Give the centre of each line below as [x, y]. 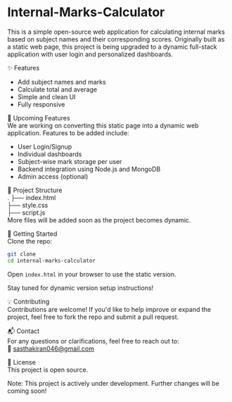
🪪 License [22, 362]
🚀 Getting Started [32, 234]
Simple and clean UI [46, 96]
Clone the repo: [30, 241]
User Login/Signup [45, 146]
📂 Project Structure [35, 190]
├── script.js [26, 213]
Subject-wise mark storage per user [70, 161]
